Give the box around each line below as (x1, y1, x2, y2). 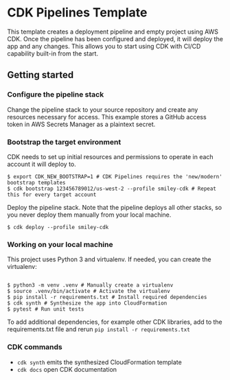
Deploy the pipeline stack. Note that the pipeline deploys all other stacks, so (7, 203, 222, 211)
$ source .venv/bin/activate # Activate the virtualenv (7, 288, 170, 295)
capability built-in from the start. (7, 49, 98, 58)
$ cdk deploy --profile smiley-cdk (7, 224, 109, 230)
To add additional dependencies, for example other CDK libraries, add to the (7, 318, 222, 326)
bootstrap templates (7, 179, 67, 186)
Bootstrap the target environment (7, 137, 122, 147)
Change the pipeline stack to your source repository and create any (7, 105, 198, 114)
